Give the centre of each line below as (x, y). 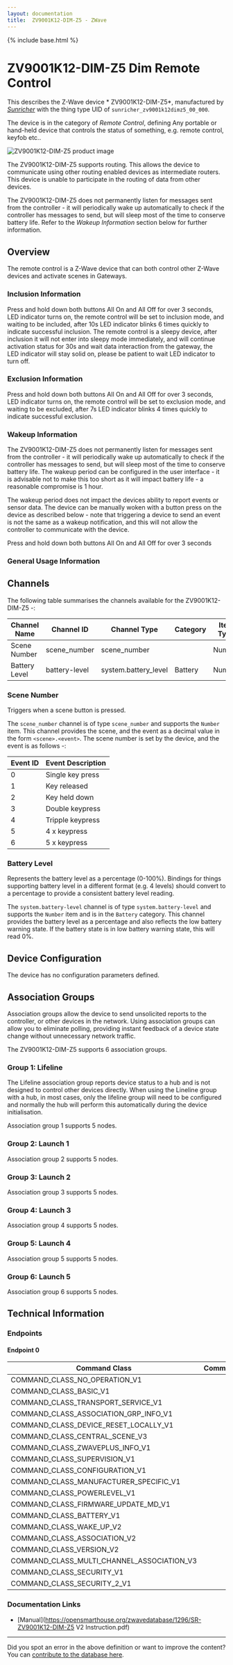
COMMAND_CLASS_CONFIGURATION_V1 (79, 1471)
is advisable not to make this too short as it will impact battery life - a (105, 479)
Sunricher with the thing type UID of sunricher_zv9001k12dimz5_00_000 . (109, 109)
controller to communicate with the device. (68, 530)
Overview (29, 252)
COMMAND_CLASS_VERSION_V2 (65, 1549)
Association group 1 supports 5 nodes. (62, 1126)
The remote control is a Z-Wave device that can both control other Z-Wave (113, 269)
